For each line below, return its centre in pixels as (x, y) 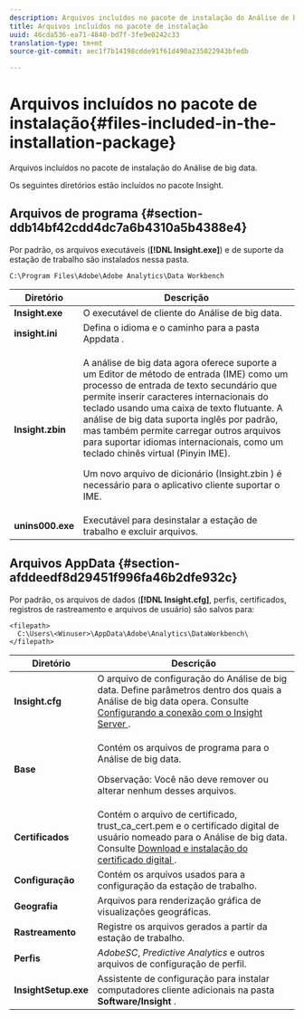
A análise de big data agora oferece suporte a (180, 362)
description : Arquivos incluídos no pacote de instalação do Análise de (149, 18)
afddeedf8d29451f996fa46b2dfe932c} (123, 577)
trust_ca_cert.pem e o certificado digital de (188, 825)
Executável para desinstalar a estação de (170, 520)
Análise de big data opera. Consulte (173, 701)
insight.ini (36, 333)
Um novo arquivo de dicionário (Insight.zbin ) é (182, 474)
